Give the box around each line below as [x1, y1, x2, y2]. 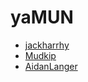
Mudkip [24, 49, 57, 61]
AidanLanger [24, 60, 78, 72]
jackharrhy [24, 39, 70, 51]
